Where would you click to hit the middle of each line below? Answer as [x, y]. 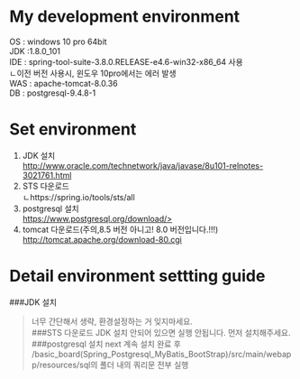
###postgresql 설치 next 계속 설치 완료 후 [106, 344]
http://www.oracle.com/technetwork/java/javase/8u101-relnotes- [143, 165]
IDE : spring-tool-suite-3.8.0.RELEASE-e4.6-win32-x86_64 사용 [126, 61]
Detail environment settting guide [137, 276]
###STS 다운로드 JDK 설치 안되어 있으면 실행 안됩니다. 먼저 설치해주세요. [161, 332]
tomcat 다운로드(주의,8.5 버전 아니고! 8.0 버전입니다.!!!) [120, 229]
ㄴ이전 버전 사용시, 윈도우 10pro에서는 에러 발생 [93, 73]
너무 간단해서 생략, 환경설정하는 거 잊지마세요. [112, 321]
